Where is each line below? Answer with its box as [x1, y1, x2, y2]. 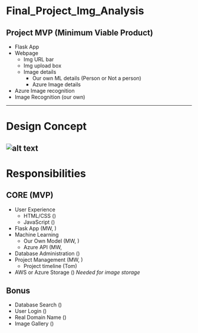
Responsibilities [6, 166, 87, 180]
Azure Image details [32, 81, 81, 88]
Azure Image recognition [14, 87, 75, 94]
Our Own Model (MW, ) [23, 237, 80, 244]
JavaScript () [23, 218, 55, 226]
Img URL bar [23, 56, 54, 63]
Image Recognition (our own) [14, 93, 85, 100]
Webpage [14, 50, 38, 57]
